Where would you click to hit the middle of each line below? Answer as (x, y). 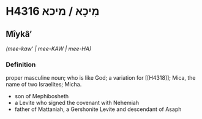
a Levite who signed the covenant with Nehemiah (77, 103)
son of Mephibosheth (42, 96)
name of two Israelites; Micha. (44, 85)
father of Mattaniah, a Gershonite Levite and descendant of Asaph (98, 109)
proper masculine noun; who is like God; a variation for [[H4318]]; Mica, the (101, 78)
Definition (21, 64)
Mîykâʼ (19, 34)
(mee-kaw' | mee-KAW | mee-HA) (49, 48)
